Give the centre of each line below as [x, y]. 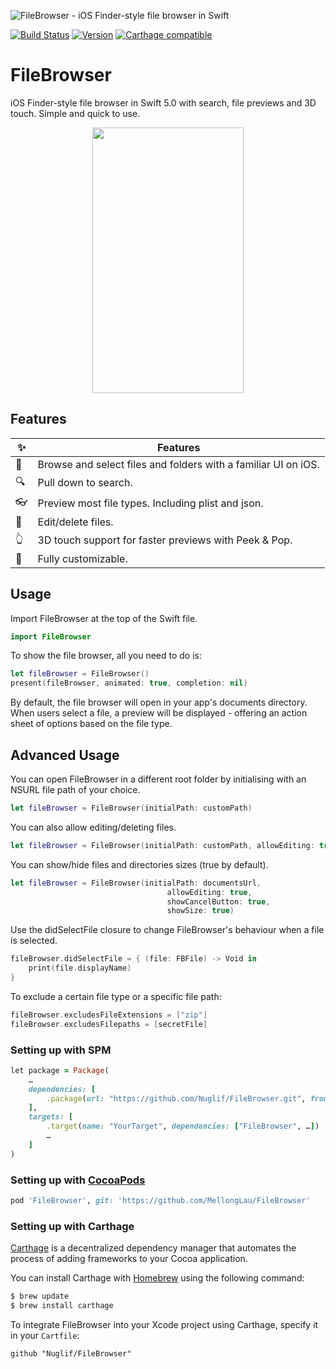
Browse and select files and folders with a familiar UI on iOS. [178, 464]
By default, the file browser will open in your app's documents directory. [159, 702]
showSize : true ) [200, 911]
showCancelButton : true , [218, 901]
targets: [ [51, 1117]
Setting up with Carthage [72, 1226]
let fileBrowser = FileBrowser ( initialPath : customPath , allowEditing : [162, 845]
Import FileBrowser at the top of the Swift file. [104, 618]
